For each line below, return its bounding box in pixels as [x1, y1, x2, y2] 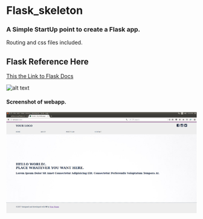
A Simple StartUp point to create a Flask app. [6, 25, 141, 34]
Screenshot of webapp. [6, 98, 66, 105]
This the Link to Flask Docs [6, 73, 74, 80]
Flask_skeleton [6, 4, 83, 18]
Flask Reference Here [6, 56, 89, 67]
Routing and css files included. [6, 39, 83, 46]
